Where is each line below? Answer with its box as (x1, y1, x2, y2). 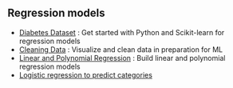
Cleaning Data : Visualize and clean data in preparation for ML (18, 44, 223, 54)
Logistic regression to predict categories (18, 70, 153, 79)
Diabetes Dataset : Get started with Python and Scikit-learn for (18, 27, 225, 37)
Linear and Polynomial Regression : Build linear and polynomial (18, 53, 226, 62)
